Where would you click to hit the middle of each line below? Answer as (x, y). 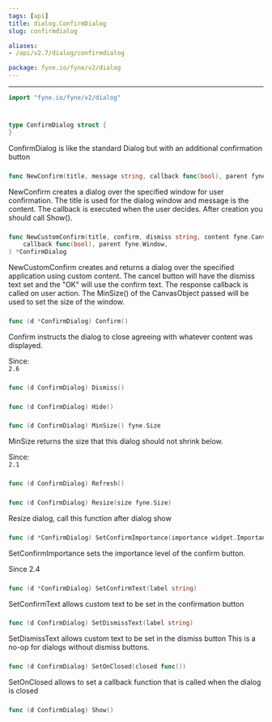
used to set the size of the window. (67, 302)
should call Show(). (40, 217)
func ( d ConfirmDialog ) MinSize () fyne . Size (85, 426)
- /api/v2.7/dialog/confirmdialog (67, 54)
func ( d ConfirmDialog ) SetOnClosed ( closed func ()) (97, 667)
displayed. (25, 345)
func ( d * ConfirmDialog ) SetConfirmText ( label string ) (103, 588)
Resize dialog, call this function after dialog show (90, 518)
